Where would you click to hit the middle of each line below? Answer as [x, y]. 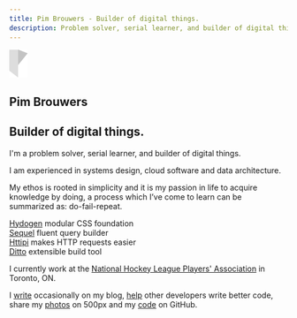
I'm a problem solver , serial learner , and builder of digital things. [125, 153]
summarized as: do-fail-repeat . [66, 206]
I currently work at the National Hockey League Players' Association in [137, 269]
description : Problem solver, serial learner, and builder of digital [142, 28]
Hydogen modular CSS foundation [72, 223]
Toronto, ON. [33, 277]
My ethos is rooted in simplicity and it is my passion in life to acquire [133, 187]
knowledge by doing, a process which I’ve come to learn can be [126, 197]
